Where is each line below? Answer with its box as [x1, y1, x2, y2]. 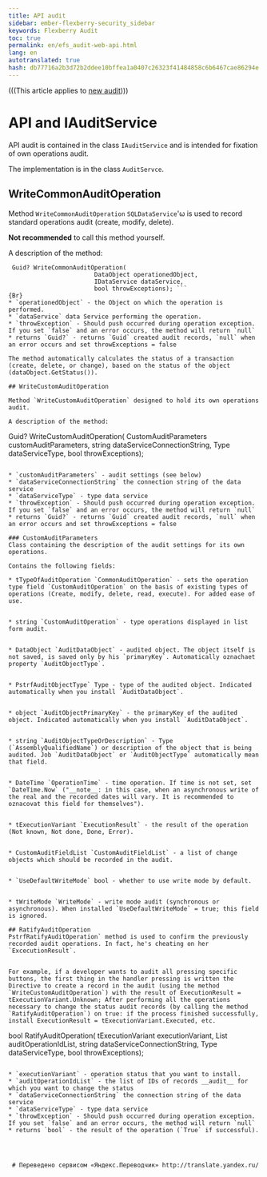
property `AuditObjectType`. [8, 660, 106, 668]
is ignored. [8, 912, 48, 920]
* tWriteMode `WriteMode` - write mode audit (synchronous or [8, 897, 220, 906]
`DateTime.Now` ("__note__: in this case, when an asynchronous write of [8, 785, 260, 794]
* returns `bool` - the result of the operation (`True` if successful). [8, 1126, 260, 1134]
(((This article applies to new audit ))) [8, 86, 129, 95]
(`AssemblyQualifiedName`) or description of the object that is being [8, 744, 252, 752]
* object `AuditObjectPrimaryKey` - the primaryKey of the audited [8, 708, 238, 716]
